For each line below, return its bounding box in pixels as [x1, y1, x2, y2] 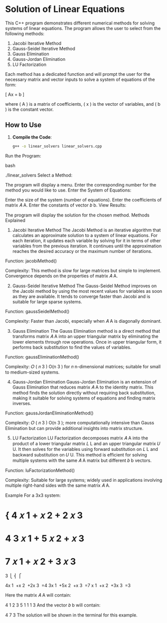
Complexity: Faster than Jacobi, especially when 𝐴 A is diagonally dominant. [5, 318, 162, 324]
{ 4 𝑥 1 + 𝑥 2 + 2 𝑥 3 [5, 510, 83, 521]
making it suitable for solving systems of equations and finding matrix [12, 395, 156, 401]
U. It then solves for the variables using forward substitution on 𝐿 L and [12, 446, 159, 452]
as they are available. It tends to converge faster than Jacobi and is [12, 293, 151, 299]
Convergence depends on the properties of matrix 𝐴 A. [5, 273, 118, 279]
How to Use [5, 121, 42, 129]
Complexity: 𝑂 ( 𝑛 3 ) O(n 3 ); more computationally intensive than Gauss [5, 419, 155, 425]
